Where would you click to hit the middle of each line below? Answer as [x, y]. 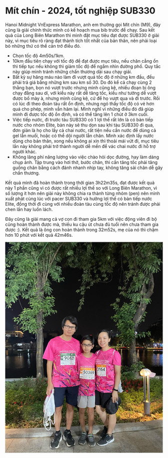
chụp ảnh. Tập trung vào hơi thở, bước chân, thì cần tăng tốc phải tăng [85, 162]
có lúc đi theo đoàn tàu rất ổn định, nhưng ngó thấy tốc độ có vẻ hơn [83, 103]
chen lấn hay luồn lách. [29, 209]
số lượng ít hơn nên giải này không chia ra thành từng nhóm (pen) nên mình [82, 193]
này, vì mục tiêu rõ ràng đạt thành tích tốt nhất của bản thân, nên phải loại [81, 41]
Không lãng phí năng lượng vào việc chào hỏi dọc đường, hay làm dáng [85, 157]
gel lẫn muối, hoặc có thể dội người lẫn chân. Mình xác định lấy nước [83, 135]
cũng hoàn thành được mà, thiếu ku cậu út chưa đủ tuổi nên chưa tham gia [82, 224]
